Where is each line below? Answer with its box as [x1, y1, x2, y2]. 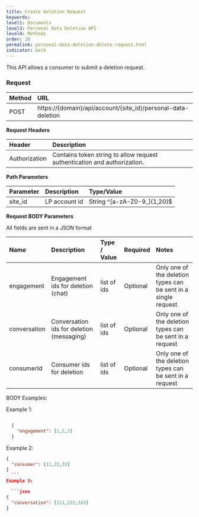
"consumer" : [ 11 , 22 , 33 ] [11, 461, 70, 467]
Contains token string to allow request [52, 151, 158, 159]
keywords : [6, 14, 31, 20]
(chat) [51, 289, 68, 298]
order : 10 [6, 36, 31, 42]
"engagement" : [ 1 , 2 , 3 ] [17, 428, 73, 434]
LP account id [44, 197, 84, 206]
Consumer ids [51, 361, 90, 369]
